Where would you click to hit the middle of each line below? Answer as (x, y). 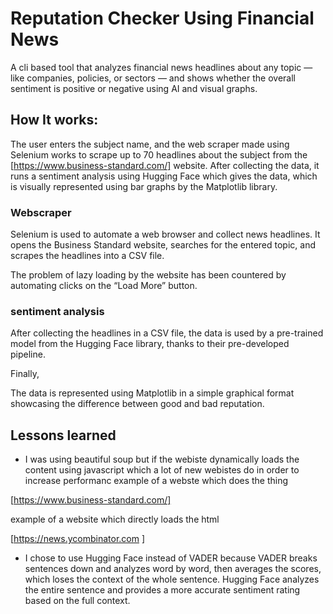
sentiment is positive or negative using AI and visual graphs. (134, 88)
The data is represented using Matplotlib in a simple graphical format (152, 393)
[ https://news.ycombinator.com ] (78, 539)
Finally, (25, 374)
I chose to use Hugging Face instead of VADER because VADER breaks (171, 558)
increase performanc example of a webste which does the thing (156, 481)
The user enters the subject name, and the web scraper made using (150, 144)
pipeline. (28, 354)
